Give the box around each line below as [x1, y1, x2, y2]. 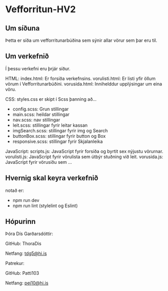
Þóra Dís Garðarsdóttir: [5, 230, 53, 237]
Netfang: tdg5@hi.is [5, 250, 47, 256]
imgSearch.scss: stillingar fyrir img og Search [12, 127, 108, 133]
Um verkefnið [5, 52, 49, 61]
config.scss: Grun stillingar [12, 106, 69, 112]
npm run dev [12, 197, 40, 203]
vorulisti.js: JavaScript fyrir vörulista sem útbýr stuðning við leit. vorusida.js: [5, 154, 163, 160]
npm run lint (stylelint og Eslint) [12, 202, 78, 209]
